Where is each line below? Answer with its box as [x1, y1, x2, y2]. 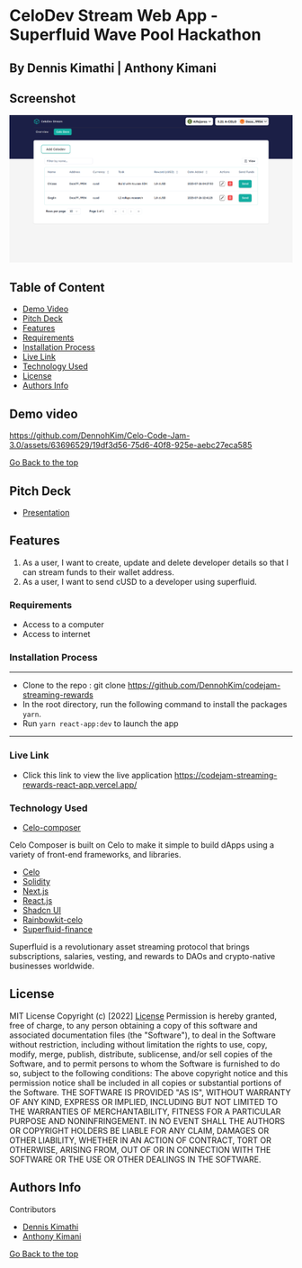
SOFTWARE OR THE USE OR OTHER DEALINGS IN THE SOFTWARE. [9, 1154, 262, 1165]
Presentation [22, 507, 70, 517]
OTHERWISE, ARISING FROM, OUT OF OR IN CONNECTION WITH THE [9, 1144, 271, 1155]
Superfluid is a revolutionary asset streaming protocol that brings [9, 941, 250, 952]
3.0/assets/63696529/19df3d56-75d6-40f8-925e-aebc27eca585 [9, 440, 253, 451]
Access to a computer [22, 619, 105, 630]
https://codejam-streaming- [173, 769, 278, 780]
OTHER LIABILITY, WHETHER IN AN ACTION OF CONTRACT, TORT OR [9, 1135, 271, 1146]
